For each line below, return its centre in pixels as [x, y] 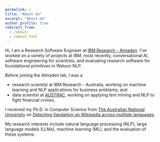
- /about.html [23, 37]
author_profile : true [27, 23]
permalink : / [18, 9]
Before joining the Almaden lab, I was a [44, 75]
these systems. [20, 134]
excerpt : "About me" [26, 18]
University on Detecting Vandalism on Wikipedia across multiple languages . [80, 114]
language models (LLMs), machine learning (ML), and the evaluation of [76, 129]
